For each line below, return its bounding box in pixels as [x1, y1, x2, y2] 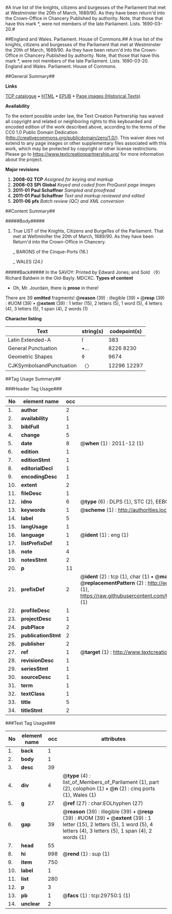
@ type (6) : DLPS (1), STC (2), [80, 498, 155, 505]
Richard [5, 275, 22, 281]
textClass [21, 690, 45, 697]
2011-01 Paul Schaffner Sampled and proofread [12, 187, 115, 193]
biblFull [21, 423, 39, 430]
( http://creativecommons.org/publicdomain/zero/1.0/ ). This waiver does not [5, 135, 165, 140]
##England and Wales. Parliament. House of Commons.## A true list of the [5, 36, 163, 42]
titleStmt [21, 707, 42, 714]
